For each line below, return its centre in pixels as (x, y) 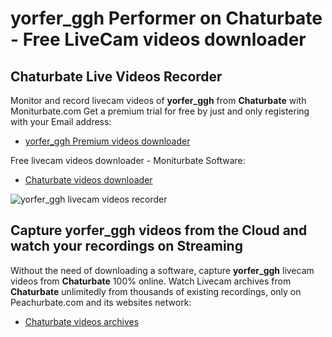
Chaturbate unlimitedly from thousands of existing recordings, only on (156, 291)
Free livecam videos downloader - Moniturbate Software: (128, 160)
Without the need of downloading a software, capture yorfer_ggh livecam (162, 270)
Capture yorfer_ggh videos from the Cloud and (159, 230)
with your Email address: (61, 121)
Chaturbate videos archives (82, 321)
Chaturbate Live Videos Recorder (116, 76)
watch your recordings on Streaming (126, 246)
